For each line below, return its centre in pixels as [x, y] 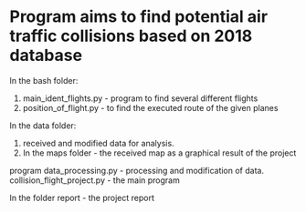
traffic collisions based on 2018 [131, 36]
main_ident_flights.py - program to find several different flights [140, 98]
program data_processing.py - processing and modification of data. [137, 170]
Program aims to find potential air [138, 17]
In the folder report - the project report [82, 197]
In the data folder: [43, 126]
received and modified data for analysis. [99, 143]
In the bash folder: [44, 80]
